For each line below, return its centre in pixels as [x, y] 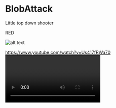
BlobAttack [29, 9]
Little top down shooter [30, 23]
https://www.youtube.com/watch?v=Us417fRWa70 [58, 52]
